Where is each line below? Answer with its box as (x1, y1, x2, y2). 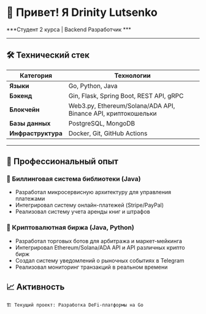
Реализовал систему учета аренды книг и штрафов (15, 208, 150, 215)
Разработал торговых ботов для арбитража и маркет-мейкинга (15, 237, 183, 244)
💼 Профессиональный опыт (6, 156, 118, 167)
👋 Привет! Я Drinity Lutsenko (6, 6, 158, 20)
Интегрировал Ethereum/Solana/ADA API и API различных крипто (15, 244, 185, 251)
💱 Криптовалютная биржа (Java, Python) (6, 223, 135, 232)
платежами (15, 195, 45, 203)
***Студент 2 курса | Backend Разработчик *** (6, 26, 132, 33)
